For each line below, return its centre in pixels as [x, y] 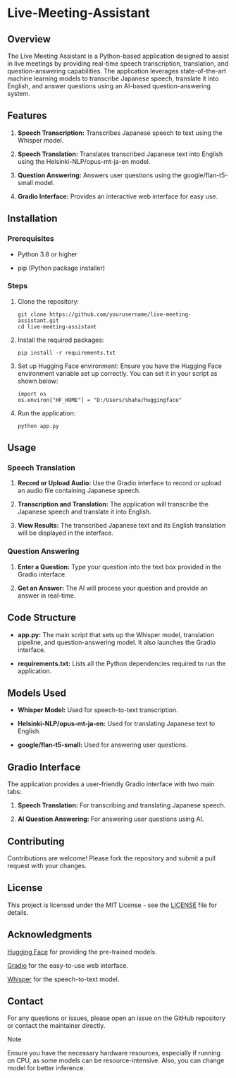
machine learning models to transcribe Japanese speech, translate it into [113, 78]
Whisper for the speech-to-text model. [63, 979]
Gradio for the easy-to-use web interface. [68, 965]
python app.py [38, 426]
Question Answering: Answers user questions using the [99, 175]
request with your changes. [47, 866]
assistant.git [38, 320]
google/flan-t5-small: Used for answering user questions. [103, 745]
